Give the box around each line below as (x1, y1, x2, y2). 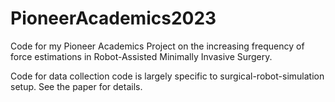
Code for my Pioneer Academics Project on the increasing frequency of (10, 40, 305, 52)
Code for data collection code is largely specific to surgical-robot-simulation (10, 70, 325, 82)
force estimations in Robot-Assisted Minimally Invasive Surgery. (10, 50, 273, 62)
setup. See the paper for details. (10, 80, 143, 92)
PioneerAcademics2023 (10, 7, 217, 30)
